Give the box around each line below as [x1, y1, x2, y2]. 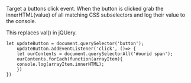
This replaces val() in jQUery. [6, 29, 77, 36]
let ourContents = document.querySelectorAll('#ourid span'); [17, 51, 173, 57]
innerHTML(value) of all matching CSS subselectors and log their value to [6, 11, 185, 18]
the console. [6, 18, 37, 24]
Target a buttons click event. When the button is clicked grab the [6, 5, 164, 12]
